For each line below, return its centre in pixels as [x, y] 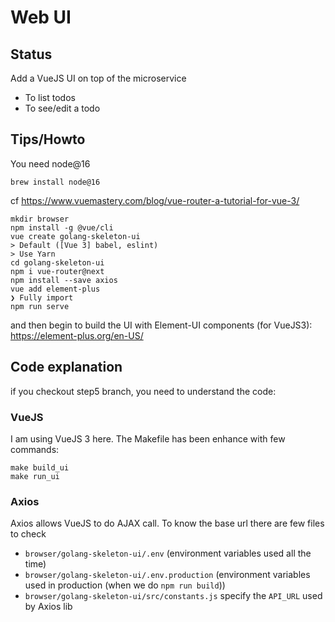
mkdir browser [40, 219]
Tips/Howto [48, 139]
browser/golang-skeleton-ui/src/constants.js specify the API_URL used [173, 596]
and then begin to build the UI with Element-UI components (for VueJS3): [161, 325]
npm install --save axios [64, 280]
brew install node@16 [55, 182]
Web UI [41, 17]
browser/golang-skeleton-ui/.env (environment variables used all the [168, 553]
